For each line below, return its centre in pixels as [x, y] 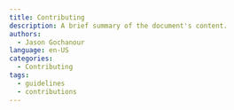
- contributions [47, 91]
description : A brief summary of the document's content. [118, 26]
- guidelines [41, 83]
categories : [31, 59]
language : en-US [39, 51]
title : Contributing [47, 17]
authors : [25, 34]
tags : [19, 75]
